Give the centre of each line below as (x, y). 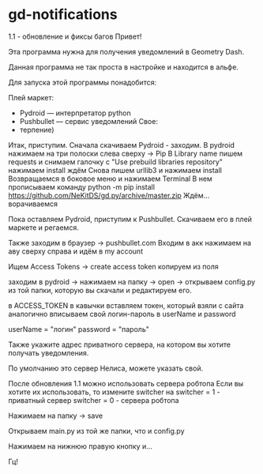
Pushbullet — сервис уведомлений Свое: (88, 121)
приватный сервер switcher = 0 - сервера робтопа (94, 400)
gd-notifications (63, 15)
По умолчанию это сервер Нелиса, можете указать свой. (106, 368)
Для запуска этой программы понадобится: (82, 82)
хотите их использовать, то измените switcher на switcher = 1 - (115, 392)
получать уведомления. (49, 352)
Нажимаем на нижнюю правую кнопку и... (80, 446)
